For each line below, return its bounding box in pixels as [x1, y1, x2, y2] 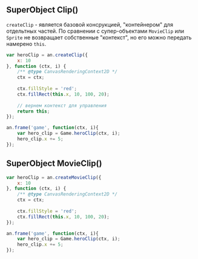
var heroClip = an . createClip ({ [6, 51, 88, 58]
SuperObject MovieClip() [6, 159, 102, 169]
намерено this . [6, 40, 47, 47]
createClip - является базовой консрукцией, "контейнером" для [6, 21, 174, 28]
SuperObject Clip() [6, 5, 79, 15]
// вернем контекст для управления [17, 102, 107, 108]
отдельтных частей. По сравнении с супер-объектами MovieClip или [6, 27, 185, 34]
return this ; [17, 108, 50, 114]
